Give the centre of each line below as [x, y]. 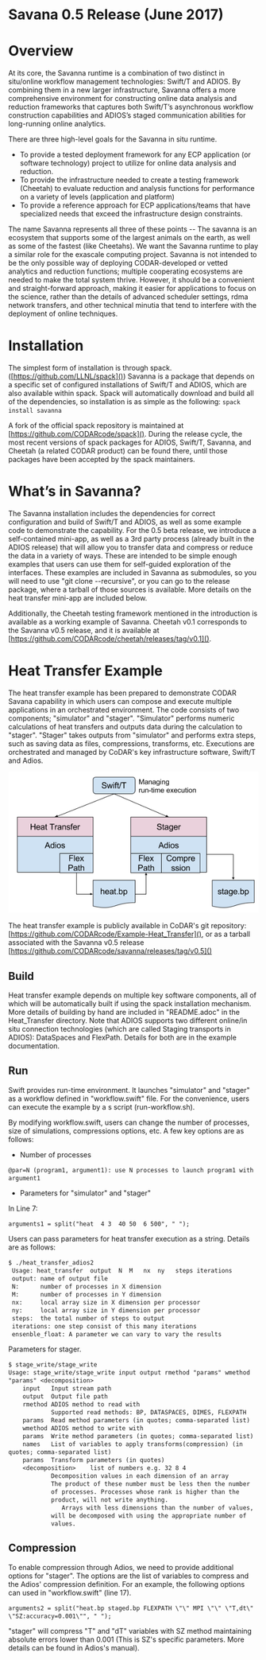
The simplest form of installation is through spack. [90, 368]
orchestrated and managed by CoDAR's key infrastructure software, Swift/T [132, 752]
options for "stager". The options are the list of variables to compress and [128, 1576]
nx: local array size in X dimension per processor [106, 1302]
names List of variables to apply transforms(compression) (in [133, 1444]
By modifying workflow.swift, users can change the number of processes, [129, 1122]
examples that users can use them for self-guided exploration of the [120, 564]
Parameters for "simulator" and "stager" [85, 1193]
